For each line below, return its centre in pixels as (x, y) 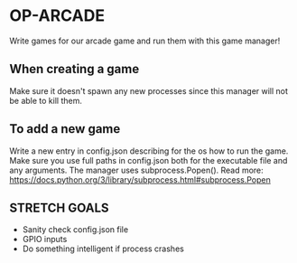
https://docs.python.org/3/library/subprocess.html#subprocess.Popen (140, 179)
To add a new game (65, 129)
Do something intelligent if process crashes (103, 249)
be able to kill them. (46, 100)
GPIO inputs (45, 240)
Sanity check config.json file (75, 230)
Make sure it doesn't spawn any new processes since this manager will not (149, 90)
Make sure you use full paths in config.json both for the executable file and (148, 160)
